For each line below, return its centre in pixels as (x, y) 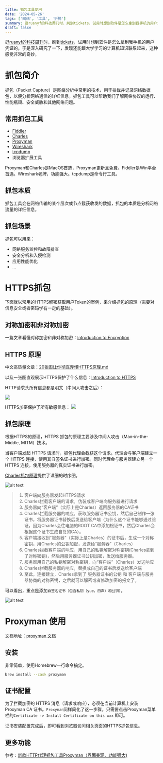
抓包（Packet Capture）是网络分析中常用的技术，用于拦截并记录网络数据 (78, 90)
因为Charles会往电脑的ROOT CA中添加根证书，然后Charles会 (94, 525)
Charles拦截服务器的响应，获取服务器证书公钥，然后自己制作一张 (89, 513)
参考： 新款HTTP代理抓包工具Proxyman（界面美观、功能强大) (66, 755)
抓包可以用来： (20, 239)
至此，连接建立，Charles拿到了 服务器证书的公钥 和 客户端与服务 (89, 574)
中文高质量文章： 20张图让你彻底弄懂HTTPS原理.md (57, 367)
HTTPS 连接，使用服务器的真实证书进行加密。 (51, 465)
